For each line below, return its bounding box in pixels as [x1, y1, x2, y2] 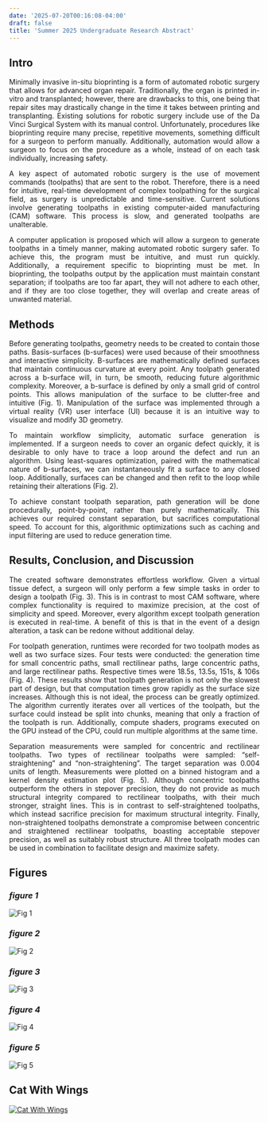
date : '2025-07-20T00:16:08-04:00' [9, 11, 127, 20]
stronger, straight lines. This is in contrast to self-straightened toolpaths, [9, 801, 260, 810]
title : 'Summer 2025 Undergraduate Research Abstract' [9, 26, 195, 34]
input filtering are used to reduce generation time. [9, 531, 172, 540]
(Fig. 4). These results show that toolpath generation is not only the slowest [9, 675, 260, 684]
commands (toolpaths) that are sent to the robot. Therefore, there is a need [9, 177, 260, 187]
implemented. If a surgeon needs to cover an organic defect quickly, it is [9, 439, 260, 448]
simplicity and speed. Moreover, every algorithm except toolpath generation [9, 608, 260, 618]
